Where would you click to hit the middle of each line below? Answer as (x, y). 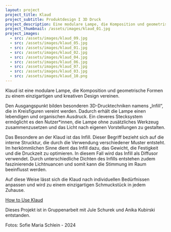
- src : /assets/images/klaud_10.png (49, 76)
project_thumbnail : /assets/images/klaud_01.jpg (58, 29)
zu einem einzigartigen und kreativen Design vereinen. (62, 96)
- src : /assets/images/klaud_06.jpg (49, 62)
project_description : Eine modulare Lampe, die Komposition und (75, 24)
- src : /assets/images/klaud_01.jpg (49, 48)
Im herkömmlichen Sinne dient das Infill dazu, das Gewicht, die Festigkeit (82, 148)
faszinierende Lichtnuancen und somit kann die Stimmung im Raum (76, 164)
